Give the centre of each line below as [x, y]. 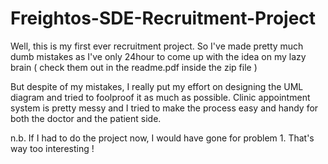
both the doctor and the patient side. [86, 118]
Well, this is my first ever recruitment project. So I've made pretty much [157, 46]
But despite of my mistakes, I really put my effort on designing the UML [157, 86]
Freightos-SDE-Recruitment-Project [163, 18]
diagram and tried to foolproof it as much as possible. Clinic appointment [160, 97]
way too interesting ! [52, 148]
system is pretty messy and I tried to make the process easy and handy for [164, 108]
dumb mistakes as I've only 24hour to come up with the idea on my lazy [158, 56]
